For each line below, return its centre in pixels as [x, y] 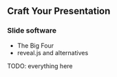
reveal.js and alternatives [53, 52]
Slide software [32, 31]
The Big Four [35, 45]
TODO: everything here [40, 66]
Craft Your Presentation [59, 11]
